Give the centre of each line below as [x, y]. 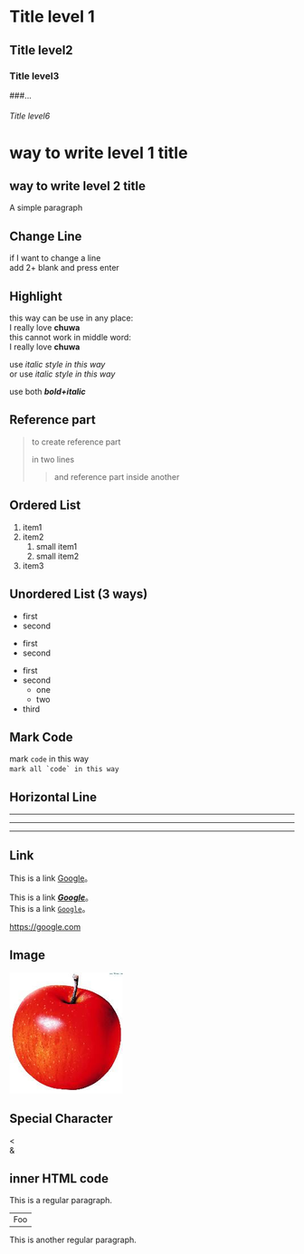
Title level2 [42, 50]
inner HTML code [59, 1178]
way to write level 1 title [99, 153]
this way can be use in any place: [71, 318]
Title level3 [34, 76]
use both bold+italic [47, 392]
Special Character [61, 1119]
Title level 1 [52, 17]
